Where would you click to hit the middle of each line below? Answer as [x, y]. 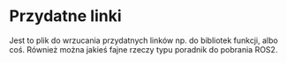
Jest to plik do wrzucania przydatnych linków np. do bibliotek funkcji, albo [143, 40]
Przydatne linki [65, 16]
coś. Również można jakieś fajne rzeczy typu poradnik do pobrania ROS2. [143, 49]
